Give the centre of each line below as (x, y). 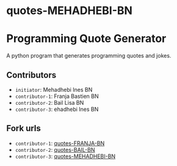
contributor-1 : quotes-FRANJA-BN (60, 143)
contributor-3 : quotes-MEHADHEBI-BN (65, 156)
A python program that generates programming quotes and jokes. (89, 56)
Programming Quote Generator (86, 39)
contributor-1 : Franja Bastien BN (57, 96)
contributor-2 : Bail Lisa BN (49, 102)
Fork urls (24, 128)
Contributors (31, 75)
